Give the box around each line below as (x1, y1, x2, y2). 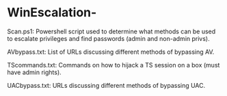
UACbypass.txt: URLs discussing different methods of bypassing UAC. (7, 81, 206, 89)
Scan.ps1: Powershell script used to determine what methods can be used (7, 27, 216, 35)
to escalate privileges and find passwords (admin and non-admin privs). (7, 34, 210, 42)
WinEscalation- (7, 5, 97, 20)
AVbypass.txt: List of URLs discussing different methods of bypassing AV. (7, 48, 215, 56)
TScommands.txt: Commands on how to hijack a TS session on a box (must (7, 61, 220, 69)
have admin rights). (7, 68, 62, 76)
